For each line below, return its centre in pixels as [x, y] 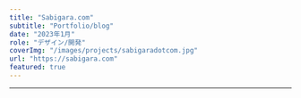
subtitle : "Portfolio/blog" [62, 26]
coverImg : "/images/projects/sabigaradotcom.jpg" [104, 51]
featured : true [38, 68]
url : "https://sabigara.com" [64, 59]
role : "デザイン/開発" [47, 42]
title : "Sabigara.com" [52, 17]
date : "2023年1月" [42, 34]
